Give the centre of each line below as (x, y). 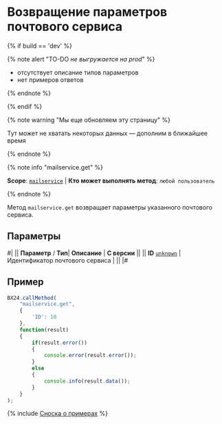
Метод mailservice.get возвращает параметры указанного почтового (110, 207)
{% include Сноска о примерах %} (58, 414)
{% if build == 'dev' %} (40, 46)
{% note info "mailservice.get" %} (55, 167)
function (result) (44, 330)
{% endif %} (25, 106)
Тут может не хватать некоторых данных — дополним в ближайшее (108, 133)
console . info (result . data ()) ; (87, 381)
